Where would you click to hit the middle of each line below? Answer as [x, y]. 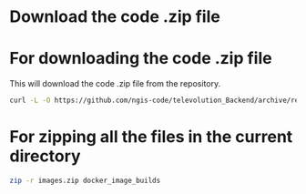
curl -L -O [30, 101]
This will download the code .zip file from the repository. [115, 84]
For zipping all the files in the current [151, 137]
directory [45, 156]
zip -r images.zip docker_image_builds [85, 180]
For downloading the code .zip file [141, 59]
